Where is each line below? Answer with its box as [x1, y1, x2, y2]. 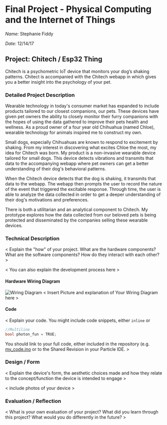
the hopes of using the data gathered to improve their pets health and [5, 119, 148, 125]
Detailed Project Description [5, 91, 75, 98]
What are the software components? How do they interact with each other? [5, 252, 160, 258]
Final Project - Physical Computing [5, 4, 152, 15]
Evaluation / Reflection [5, 397, 61, 404]
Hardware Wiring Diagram [5, 278, 60, 284]
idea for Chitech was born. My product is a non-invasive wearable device [5, 150, 156, 156]
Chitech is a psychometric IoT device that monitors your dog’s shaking [5, 68, 150, 74]
